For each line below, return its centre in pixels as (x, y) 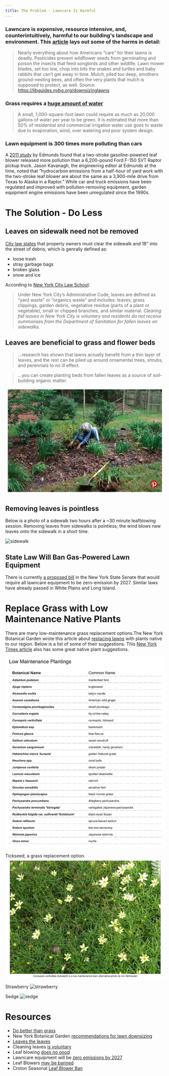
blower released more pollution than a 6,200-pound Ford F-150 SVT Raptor (83, 160)
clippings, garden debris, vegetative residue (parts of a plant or (83, 305)
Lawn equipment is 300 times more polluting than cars (74, 144)
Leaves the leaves (31, 1042)
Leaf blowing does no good (41, 1052)
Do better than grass (34, 1031)
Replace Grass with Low (57, 608)
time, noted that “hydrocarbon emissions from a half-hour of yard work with (84, 171)
